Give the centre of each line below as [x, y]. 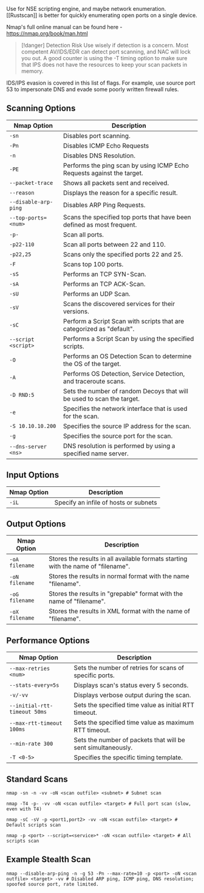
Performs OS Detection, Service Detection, [124, 373]
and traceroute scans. [94, 381]
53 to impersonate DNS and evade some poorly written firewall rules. [93, 89]
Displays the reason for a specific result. [120, 193]
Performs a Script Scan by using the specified [128, 339]
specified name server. [96, 453]
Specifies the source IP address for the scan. [127, 426]
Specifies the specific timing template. [128, 757]
